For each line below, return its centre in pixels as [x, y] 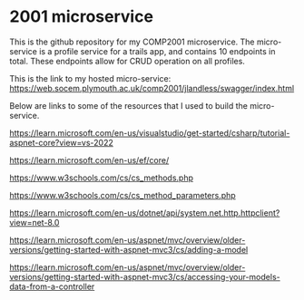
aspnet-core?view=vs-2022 [61, 142]
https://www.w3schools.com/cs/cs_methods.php [101, 178]
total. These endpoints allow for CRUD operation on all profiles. [127, 61]
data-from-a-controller [52, 286]
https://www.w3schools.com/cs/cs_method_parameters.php [123, 195]
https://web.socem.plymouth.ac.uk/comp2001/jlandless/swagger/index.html [152, 88]
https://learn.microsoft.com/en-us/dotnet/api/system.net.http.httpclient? [145, 213]
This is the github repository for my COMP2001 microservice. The [132, 42]
